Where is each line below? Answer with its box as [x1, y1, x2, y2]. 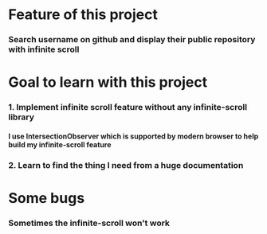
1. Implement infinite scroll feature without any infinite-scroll [8, 102, 248, 113]
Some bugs [8, 189, 85, 207]
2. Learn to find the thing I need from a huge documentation [8, 159, 244, 170]
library [8, 111, 34, 123]
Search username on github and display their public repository [8, 34, 256, 45]
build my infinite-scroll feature [8, 139, 112, 149]
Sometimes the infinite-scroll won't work [8, 217, 170, 228]
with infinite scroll [8, 44, 80, 55]
